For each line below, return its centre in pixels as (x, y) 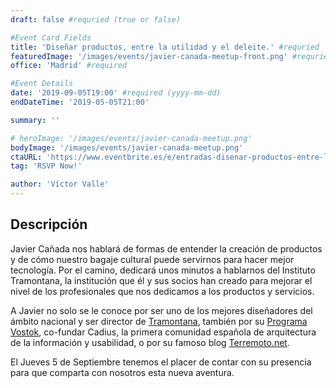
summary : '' (35, 120)
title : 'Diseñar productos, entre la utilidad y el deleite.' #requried (165, 47)
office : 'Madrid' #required (69, 66)
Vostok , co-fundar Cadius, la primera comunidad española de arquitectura (163, 332)
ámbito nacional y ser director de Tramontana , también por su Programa (159, 321)
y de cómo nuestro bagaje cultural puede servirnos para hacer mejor (152, 259)
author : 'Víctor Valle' (60, 184)
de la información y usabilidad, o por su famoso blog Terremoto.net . (150, 342)
